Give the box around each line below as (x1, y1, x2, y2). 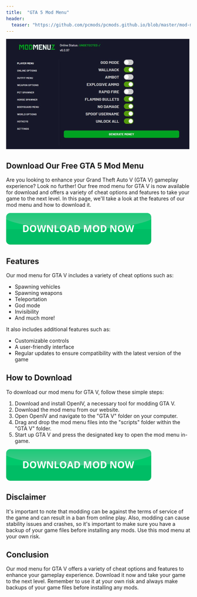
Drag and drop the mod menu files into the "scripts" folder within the (14, 418, 181, 425)
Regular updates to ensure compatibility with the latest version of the (14, 350, 182, 357)
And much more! (14, 314, 55, 321)
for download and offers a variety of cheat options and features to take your (6, 189, 190, 196)
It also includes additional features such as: (6, 326, 111, 333)
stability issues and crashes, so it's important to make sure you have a (6, 520, 176, 527)
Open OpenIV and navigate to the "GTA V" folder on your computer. (14, 412, 178, 420)
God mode (14, 302, 40, 308)
